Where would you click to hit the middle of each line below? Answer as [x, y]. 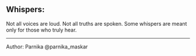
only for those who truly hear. [41, 30]
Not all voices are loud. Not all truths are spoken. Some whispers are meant [97, 23]
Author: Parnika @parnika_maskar [47, 47]
